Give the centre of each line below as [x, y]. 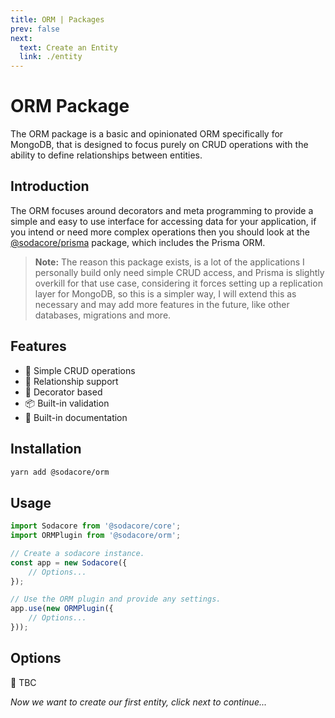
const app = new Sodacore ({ [69, 562]
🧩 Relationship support [71, 381]
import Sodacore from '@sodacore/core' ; [96, 526]
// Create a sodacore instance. [77, 553]
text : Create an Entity [68, 47]
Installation [46, 449]
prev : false [35, 29]
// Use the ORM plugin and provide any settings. [116, 599]
